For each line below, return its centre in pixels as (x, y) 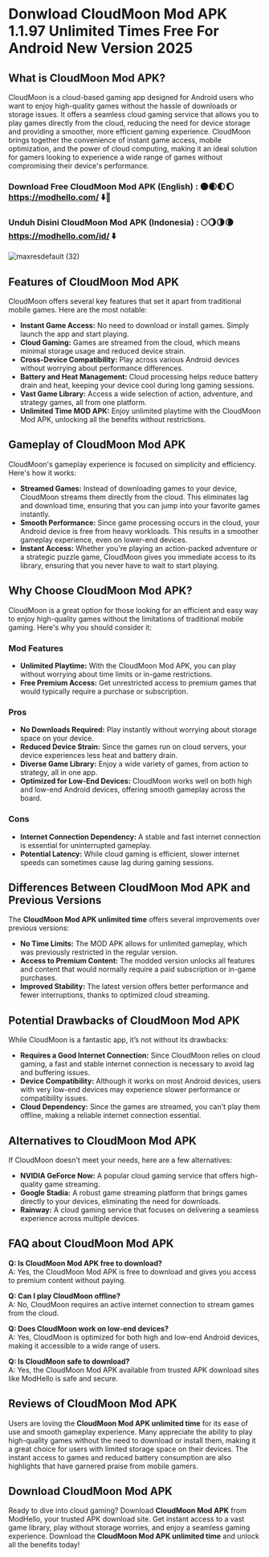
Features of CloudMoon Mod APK (94, 282)
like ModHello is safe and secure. (63, 1378)
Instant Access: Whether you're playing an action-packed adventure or (139, 548)
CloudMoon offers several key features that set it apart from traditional (125, 301)
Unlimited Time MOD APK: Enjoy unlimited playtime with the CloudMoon (140, 411)
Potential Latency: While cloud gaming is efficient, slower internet (129, 854)
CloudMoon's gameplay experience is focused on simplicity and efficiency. (132, 464)
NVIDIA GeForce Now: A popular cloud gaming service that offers (129, 1175)
